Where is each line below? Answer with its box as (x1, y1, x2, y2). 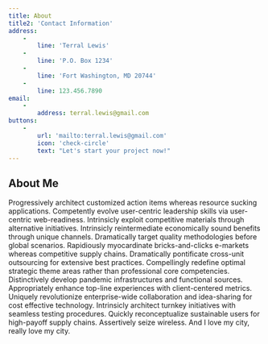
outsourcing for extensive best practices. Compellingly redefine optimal (8, 258, 245, 267)
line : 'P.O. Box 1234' (37, 57, 113, 65)
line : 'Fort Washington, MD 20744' (37, 72, 157, 80)
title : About (8, 11, 52, 20)
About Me (8, 176, 59, 190)
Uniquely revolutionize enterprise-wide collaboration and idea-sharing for (8, 292, 253, 302)
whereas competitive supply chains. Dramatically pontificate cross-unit (8, 249, 245, 259)
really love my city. (8, 326, 71, 336)
